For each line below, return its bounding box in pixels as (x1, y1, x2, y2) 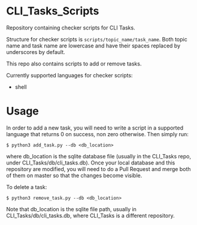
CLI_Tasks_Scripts (6, 4, 99, 18)
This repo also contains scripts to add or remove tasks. (6, 60, 142, 67)
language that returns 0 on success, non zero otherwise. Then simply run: (6, 130, 189, 137)
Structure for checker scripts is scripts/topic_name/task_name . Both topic (6, 35, 187, 43)
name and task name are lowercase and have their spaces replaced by (6, 42, 181, 49)
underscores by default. (6, 48, 66, 55)
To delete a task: (6, 183, 47, 190)
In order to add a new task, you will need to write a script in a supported (6, 124, 184, 131)
